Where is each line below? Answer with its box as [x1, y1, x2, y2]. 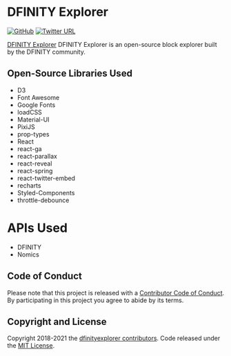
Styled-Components [17, 188, 75, 197]
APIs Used [7, 220, 68, 235]
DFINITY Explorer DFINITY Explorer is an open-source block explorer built [7, 40, 217, 48]
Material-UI [17, 115, 50, 123]
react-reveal [17, 159, 52, 168]
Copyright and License [7, 315, 107, 328]
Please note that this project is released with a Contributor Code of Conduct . [7, 288, 225, 297]
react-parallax [17, 152, 57, 160]
